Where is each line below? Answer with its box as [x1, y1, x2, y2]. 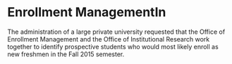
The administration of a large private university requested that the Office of [7, 27, 226, 36]
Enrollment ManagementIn [7, 4, 166, 20]
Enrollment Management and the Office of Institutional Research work [7, 34, 210, 43]
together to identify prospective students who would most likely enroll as [7, 42, 219, 51]
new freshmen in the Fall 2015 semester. [7, 50, 125, 58]
